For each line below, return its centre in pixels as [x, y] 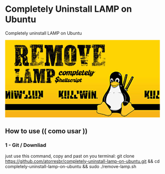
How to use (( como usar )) [46, 131]
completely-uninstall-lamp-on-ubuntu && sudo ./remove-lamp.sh [71, 166]
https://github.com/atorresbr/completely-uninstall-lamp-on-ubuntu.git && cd [82, 161]
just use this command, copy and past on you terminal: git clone [70, 156]
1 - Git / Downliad [26, 145]
